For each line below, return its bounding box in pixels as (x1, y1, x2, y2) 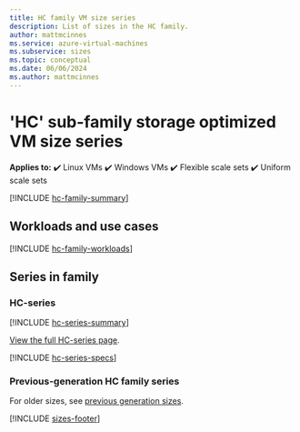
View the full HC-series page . (9, 335, 120, 346)
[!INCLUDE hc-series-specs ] (9, 352, 117, 364)
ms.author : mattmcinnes (9, 73, 100, 82)
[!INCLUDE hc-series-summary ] (9, 317, 130, 328)
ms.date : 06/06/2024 (9, 65, 88, 74)
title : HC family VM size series (9, 13, 136, 23)
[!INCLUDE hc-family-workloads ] (9, 243, 134, 254)
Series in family (9, 269, 100, 285)
